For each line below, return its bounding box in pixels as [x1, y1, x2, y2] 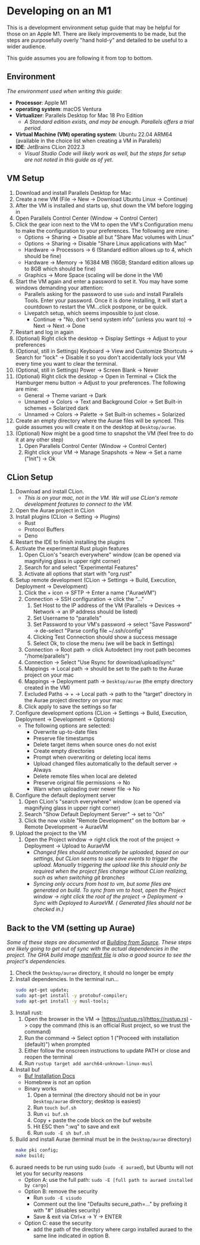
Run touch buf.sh [33, 1104, 77, 1111]
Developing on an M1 [7, 4, 112, 18]
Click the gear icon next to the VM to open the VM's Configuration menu [15, 220, 193, 228]
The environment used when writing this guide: [7, 88, 123, 95]
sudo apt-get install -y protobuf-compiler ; [15, 993, 128, 999]
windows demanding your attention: [15, 284, 104, 291]
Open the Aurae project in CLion [15, 507, 95, 514]
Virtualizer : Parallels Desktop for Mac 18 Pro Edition [15, 111, 143, 119]
